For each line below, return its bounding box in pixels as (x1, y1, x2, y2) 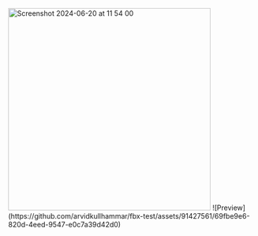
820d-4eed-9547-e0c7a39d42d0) (8, 220, 121, 229)
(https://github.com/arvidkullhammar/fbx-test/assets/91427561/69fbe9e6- (8, 212, 250, 220)
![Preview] (211, 203, 246, 212)
